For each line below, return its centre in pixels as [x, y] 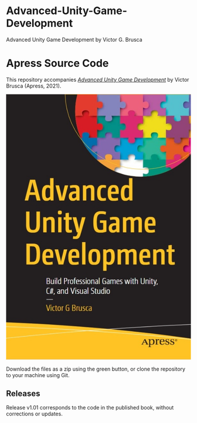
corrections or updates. [34, 414]
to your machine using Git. [38, 375]
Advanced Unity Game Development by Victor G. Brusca [74, 39]
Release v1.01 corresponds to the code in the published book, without [90, 408]
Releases [23, 393]
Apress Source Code [57, 63]
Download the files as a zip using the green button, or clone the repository [96, 369]
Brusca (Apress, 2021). [34, 86]
